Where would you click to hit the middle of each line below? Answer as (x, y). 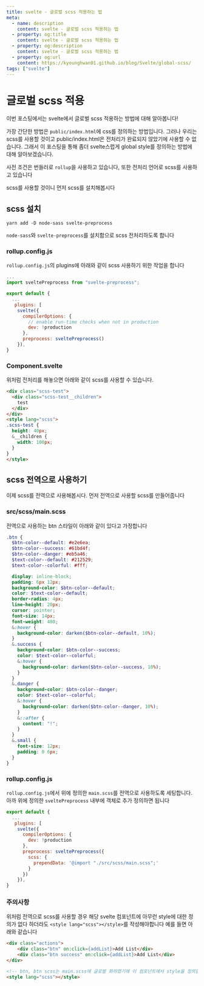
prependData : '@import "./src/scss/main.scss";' (96, 863)
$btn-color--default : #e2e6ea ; (51, 543)
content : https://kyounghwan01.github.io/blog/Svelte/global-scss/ (104, 63)
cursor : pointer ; (34, 610)
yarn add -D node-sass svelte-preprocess (59, 223)
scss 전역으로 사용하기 (47, 479)
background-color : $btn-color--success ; (69, 650)
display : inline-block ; (42, 576)
